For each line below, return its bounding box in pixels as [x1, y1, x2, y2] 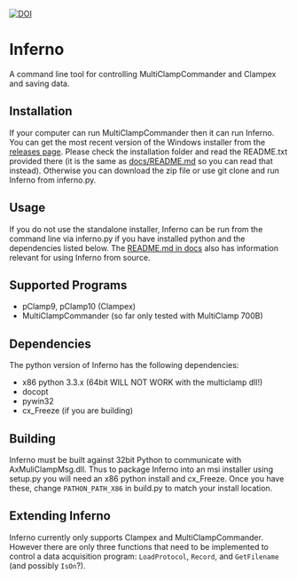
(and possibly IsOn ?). [9, 560, 86, 571]
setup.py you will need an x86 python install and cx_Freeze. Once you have [9, 474, 285, 483]
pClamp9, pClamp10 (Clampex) [21, 302, 136, 312]
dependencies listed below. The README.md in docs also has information [9, 242, 279, 253]
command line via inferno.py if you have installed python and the [9, 233, 246, 244]
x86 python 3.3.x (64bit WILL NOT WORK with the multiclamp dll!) [21, 377, 263, 388]
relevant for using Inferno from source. [9, 252, 151, 263]
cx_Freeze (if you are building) [21, 405, 133, 416]
